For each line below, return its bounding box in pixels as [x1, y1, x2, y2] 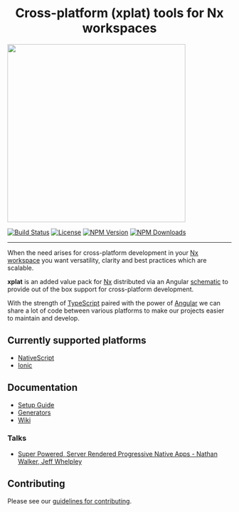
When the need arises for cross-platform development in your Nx [7, 248, 199, 257]
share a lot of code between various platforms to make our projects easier [7, 306, 225, 315]
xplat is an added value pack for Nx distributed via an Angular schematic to [7, 277, 229, 286]
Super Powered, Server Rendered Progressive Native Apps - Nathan [17, 449, 218, 458]
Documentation [7, 382, 78, 394]
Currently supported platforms [7, 335, 147, 347]
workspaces [82, 20, 157, 36]
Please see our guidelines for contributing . [7, 496, 132, 505]
